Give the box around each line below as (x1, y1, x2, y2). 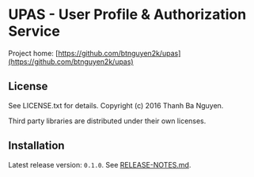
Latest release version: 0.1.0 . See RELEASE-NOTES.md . (8, 160, 191, 169)
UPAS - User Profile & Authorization (8, 6, 247, 24)
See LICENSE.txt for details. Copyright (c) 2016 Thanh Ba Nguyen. (8, 100, 224, 110)
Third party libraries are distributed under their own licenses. (8, 116, 207, 126)
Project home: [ (8, 48, 59, 58)
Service (8, 22, 61, 40)
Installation (8, 139, 65, 153)
